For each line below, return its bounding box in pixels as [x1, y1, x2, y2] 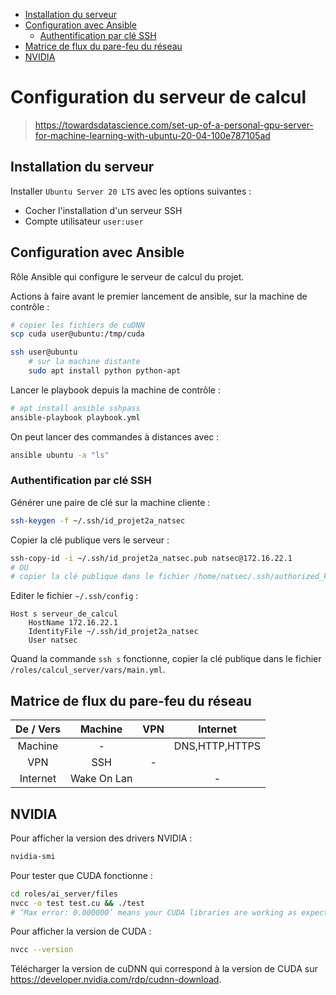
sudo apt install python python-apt [28, 366, 182, 376]
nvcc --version [10, 945, 74, 955]
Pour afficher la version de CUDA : [10, 925, 152, 938]
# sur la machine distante [28, 357, 141, 367]
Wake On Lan [69, 772, 133, 786]
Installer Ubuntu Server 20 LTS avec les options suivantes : [10, 185, 252, 197]
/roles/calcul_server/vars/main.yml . [10, 664, 166, 676]
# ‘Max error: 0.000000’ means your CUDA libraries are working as [10, 907, 298, 918]
